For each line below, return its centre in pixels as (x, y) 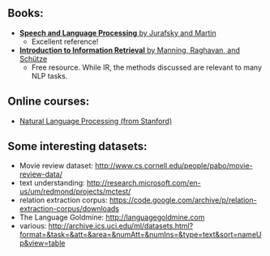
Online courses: (49, 102)
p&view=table (42, 243)
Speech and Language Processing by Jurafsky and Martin (118, 32)
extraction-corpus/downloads (69, 209)
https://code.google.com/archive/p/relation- (183, 200)
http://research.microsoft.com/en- (144, 183)
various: (33, 226)
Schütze (33, 58)
